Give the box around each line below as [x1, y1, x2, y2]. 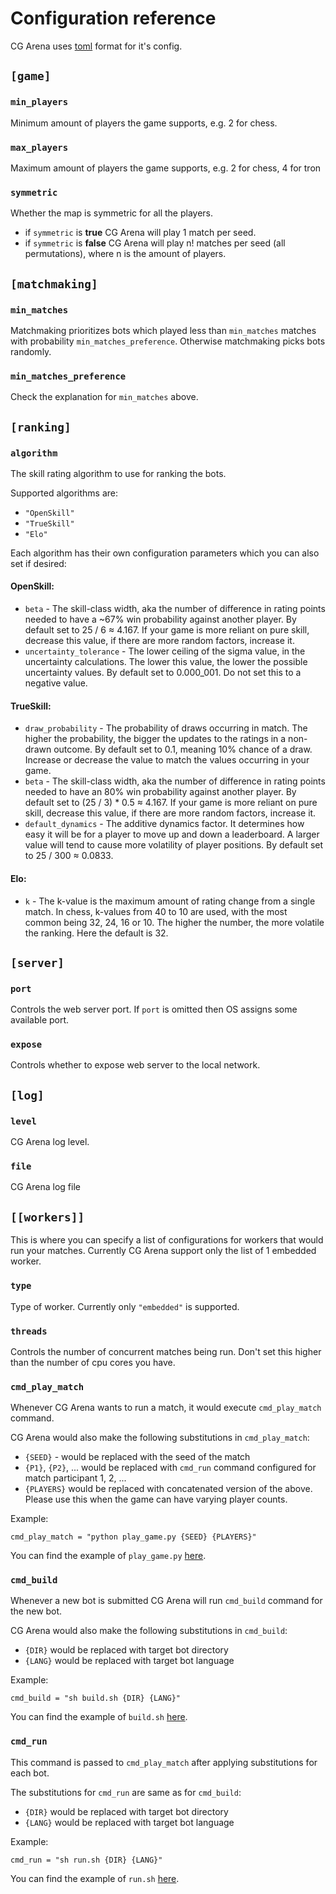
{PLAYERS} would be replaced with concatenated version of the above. [24, 1483, 313, 1495]
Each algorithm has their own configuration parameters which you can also [10, 547, 320, 559]
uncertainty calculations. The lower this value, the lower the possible [24, 656, 308, 668]
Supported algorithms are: [10, 487, 118, 499]
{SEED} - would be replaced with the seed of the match [24, 1451, 251, 1463]
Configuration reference [10, 7, 217, 30]
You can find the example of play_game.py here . [10, 1550, 207, 1562]
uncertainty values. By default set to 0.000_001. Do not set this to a [24, 667, 302, 679]
